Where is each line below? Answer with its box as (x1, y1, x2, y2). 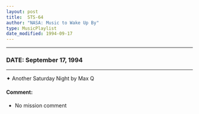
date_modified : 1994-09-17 (6, 31, 73, 37)
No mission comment (14, 102, 67, 109)
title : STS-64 (6, 14, 44, 20)
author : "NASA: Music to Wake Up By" (6, 20, 99, 26)
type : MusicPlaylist (6, 25, 57, 31)
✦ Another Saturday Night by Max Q (6, 75, 95, 82)
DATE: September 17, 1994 (6, 56, 83, 64)
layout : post (6, 8, 38, 15)
